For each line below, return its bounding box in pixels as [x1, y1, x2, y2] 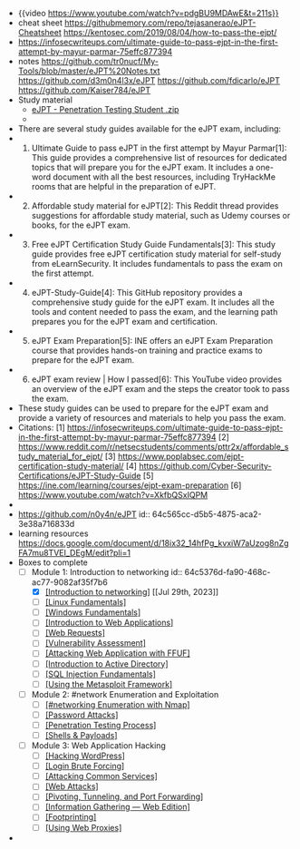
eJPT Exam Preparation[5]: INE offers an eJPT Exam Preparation [31, 336, 274, 346]
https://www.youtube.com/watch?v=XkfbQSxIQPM [17, 490, 208, 500]
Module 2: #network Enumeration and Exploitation [31, 688, 219, 699]
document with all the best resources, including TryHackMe [53, 171, 276, 182]
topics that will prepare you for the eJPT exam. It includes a [31, 162, 254, 172]
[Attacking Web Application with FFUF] [44, 648, 190, 659]
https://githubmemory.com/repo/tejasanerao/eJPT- [64, 17, 256, 28]
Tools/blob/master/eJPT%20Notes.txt [17, 65, 160, 76]
